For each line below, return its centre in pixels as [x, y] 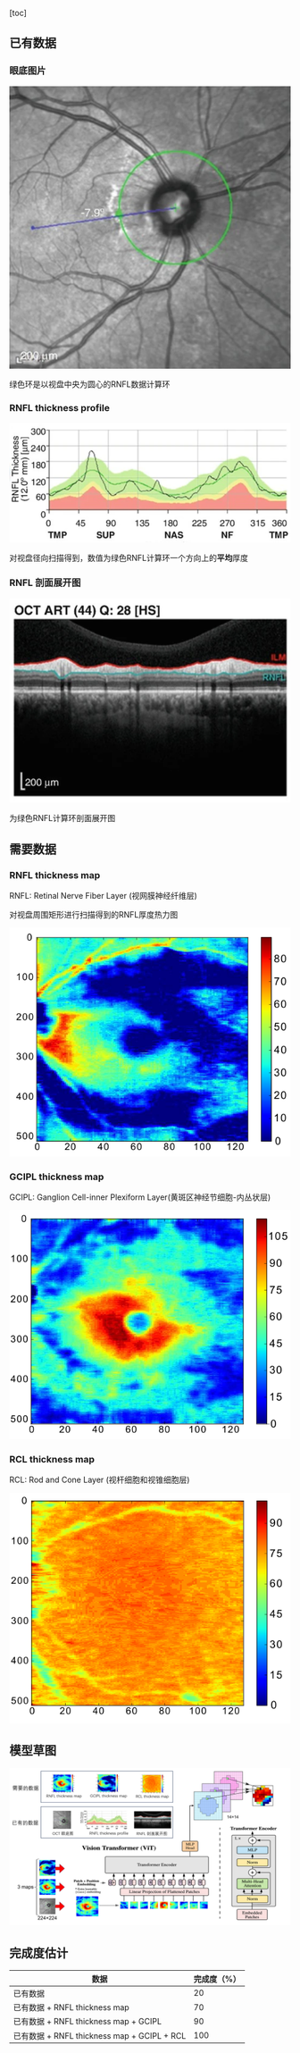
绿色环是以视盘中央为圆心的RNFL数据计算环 [90, 384]
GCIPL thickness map [57, 1177]
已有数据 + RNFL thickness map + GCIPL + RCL [100, 2035]
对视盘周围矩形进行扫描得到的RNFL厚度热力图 [94, 915]
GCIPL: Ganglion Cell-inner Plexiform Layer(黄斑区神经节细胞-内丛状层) [140, 1197]
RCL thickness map [52, 1459]
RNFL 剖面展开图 [45, 582]
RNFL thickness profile [59, 408]
